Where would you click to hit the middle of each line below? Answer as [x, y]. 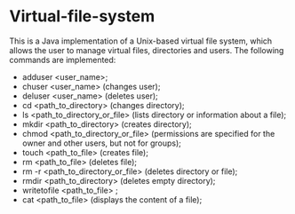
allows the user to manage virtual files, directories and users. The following [147, 50]
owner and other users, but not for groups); [102, 143]
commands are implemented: [63, 59]
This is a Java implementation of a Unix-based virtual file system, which [141, 41]
